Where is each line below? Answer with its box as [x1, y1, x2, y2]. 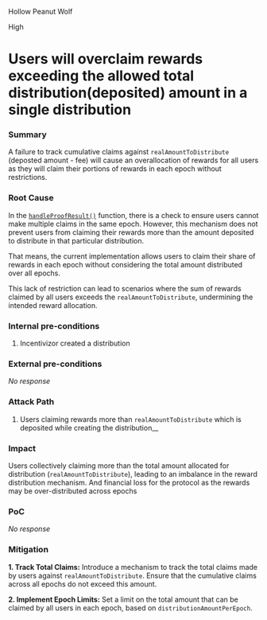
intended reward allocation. [8, 300, 98, 310]
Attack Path [8, 396, 55, 407]
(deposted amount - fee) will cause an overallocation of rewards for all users [8, 155, 259, 166]
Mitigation [8, 544, 49, 556]
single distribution [8, 101, 132, 119]
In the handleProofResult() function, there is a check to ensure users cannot [8, 210, 259, 220]
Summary [8, 129, 48, 140]
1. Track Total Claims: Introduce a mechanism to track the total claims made [8, 562, 258, 571]
